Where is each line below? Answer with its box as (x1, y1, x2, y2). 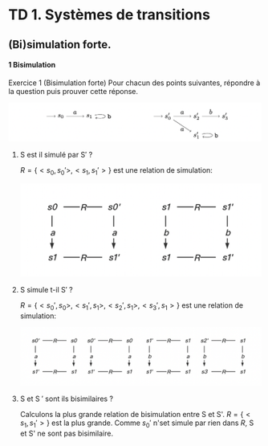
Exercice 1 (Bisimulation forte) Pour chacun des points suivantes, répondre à (8, 78, 261, 88)
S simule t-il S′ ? (19, 285, 74, 294)
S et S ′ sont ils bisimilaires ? (19, 394, 114, 403)
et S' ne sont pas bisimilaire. (19, 428, 114, 438)
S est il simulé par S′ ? (19, 150, 93, 160)
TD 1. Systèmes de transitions (8, 6, 211, 24)
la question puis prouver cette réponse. (8, 86, 139, 96)
